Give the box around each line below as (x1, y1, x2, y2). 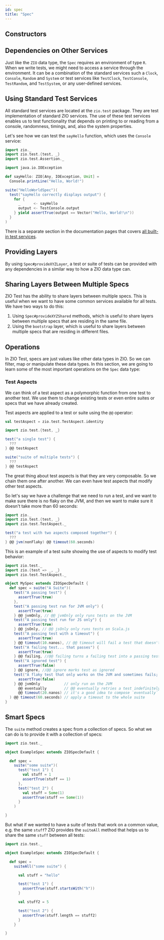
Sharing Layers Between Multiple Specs (5, 280, 129, 288)
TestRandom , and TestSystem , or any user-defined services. (5, 80, 122, 86)
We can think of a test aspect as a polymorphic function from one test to (5, 390, 151, 396)
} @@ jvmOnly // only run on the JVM (14, 681, 112, 686)
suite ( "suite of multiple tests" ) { (5, 454, 80, 460)
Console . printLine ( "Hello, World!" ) (9, 178, 84, 184)
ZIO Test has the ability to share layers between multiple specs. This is (5, 293, 147, 299)
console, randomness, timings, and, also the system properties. (5, 123, 133, 129)
